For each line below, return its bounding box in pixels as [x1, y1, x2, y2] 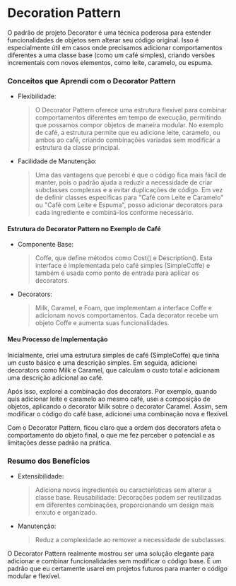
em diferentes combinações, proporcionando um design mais [35, 500, 214, 509]
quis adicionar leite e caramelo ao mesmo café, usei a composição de [7, 394, 211, 403]
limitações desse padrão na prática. [7, 438, 112, 447]
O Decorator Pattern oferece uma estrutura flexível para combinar [35, 106, 228, 115]
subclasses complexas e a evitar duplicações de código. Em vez [35, 186, 223, 194]
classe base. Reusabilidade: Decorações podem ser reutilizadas [35, 493, 222, 501]
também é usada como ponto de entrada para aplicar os [35, 269, 199, 277]
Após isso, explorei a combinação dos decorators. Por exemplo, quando [7, 387, 218, 395]
